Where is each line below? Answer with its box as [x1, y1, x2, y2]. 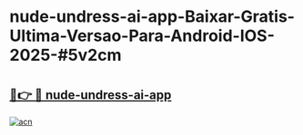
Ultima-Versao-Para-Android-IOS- [9, 25, 276, 46]
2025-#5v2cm [9, 45, 122, 65]
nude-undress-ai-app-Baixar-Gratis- [9, 6, 296, 27]
